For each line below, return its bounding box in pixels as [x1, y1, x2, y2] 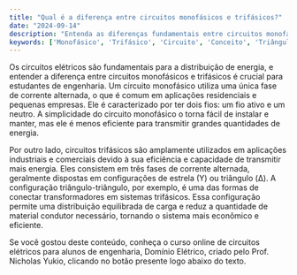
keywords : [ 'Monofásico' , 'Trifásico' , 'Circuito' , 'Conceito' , [9, 37, 251, 47]
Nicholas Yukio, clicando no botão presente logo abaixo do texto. [9, 256, 247, 266]
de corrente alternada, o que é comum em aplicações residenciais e [9, 90, 257, 101]
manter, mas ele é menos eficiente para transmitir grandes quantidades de [9, 118, 281, 129]
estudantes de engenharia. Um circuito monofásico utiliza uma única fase [9, 80, 277, 91]
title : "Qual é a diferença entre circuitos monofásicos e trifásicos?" [9, 12, 283, 22]
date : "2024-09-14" [9, 21, 81, 30]
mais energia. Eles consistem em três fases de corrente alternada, [9, 164, 250, 174]
